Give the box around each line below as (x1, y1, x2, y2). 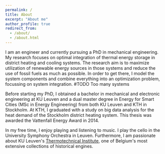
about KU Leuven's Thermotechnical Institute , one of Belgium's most (5, 137, 148, 143)
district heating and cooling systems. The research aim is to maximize (5, 60, 149, 66)
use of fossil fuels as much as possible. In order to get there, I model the (5, 70, 154, 76)
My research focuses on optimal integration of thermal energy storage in (5, 54, 155, 60)
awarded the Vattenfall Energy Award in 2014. (5, 117, 99, 123)
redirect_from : (5, 26, 37, 31)
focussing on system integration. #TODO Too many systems (5, 81, 129, 87)
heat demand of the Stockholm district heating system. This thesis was (5, 112, 152, 118)
